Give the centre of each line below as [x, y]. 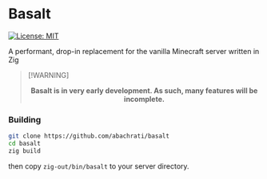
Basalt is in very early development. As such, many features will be [144, 90]
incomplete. [144, 99]
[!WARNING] [48, 75]
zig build [25, 151]
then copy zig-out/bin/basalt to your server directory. [99, 166]
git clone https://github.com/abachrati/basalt [89, 136]
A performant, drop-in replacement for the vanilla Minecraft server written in [134, 51]
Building [25, 119]
